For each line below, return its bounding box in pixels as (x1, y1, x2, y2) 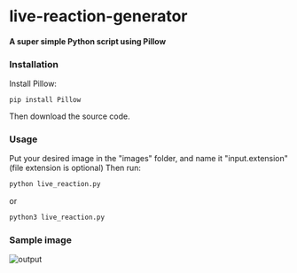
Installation (9, 58, 59, 70)
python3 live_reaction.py (9, 213, 105, 222)
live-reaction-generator (9, 6, 188, 27)
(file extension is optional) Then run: (9, 162, 142, 174)
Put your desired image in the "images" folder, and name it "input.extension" (9, 153, 288, 164)
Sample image (9, 234, 73, 246)
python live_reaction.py (9, 180, 101, 189)
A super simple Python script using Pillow (9, 35, 167, 46)
